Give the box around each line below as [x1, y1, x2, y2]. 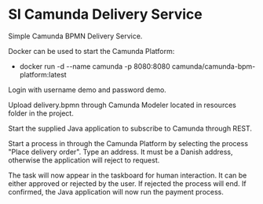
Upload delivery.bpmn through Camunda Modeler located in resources [8, 100, 237, 109]
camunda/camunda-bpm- [171, 61, 256, 71]
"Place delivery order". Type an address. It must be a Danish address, [8, 147, 233, 156]
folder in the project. [8, 108, 75, 118]
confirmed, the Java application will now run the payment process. [8, 187, 224, 196]
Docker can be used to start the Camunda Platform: [8, 46, 175, 55]
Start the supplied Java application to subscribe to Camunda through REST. [8, 123, 253, 133]
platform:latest [19, 70, 67, 79]
